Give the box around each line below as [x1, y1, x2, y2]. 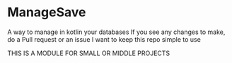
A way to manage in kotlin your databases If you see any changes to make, [7, 28, 226, 36]
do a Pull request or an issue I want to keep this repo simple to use [7, 35, 202, 43]
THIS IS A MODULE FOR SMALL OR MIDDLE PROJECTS [7, 49, 170, 57]
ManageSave [7, 4, 86, 21]
